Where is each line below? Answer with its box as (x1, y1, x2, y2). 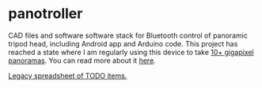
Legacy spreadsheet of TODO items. (8, 71, 127, 80)
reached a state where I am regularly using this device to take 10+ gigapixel (8, 47, 255, 57)
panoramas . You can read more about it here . (8, 56, 156, 65)
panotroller (8, 5, 83, 23)
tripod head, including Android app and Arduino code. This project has (8, 38, 238, 48)
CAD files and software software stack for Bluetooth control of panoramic (8, 31, 248, 40)
